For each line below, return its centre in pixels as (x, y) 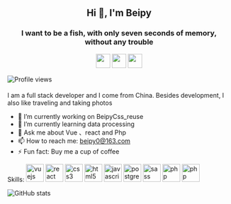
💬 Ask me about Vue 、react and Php (72, 132)
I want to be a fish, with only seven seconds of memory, (119, 33)
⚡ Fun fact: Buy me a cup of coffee (68, 152)
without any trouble (119, 42)
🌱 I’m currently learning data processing (76, 124)
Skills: (16, 180)
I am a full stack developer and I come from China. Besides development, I (116, 96)
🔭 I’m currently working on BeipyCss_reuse (80, 117)
